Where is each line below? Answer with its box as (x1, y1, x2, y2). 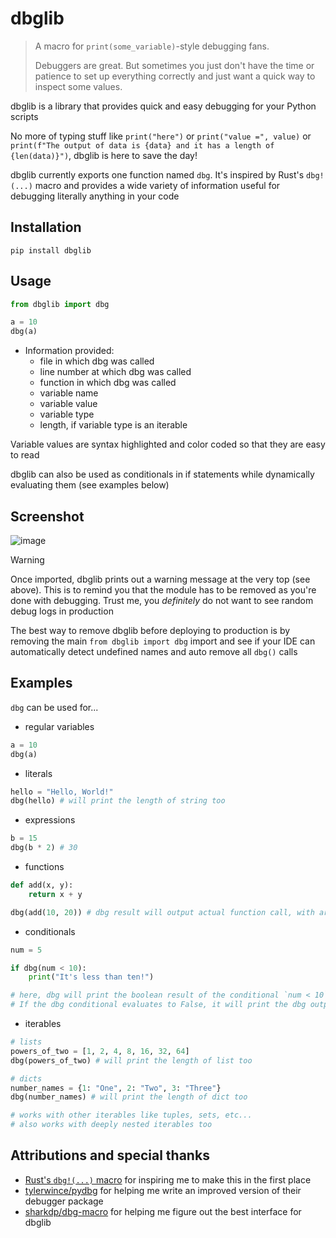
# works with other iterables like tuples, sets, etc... (10, 1110, 253, 1121)
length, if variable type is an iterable (39, 419, 188, 431)
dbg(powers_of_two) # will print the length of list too (10, 1055, 253, 1066)
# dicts (10, 1073, 43, 1084)
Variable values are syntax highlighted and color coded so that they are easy (10, 438, 326, 451)
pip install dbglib (10, 245, 92, 256)
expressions (24, 814, 76, 826)
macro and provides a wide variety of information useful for (34, 179, 281, 191)
